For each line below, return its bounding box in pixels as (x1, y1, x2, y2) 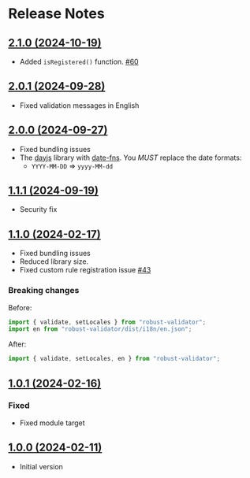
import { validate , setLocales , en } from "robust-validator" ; (8, 355, 221, 363)
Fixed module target (19, 418, 85, 428)
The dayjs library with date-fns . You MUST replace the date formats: (19, 153, 242, 162)
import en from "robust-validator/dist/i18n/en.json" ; (8, 325, 192, 333)
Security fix (19, 205, 58, 214)
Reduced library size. (19, 257, 89, 266)
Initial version (19, 461, 63, 471)
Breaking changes (8, 285, 80, 296)
